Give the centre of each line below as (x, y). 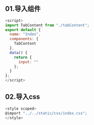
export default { (23, 30)
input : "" (28, 62)
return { (23, 57)
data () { (19, 53)
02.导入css (23, 97)
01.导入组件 (23, 9)
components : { (24, 39)
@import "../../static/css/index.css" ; (46, 113)
